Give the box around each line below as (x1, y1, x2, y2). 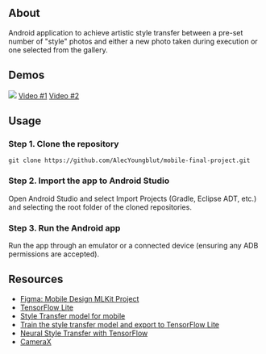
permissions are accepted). (8, 249, 99, 259)
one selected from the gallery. (8, 44, 108, 55)
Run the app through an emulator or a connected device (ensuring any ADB (8, 240, 259, 250)
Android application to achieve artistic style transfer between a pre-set (8, 27, 243, 37)
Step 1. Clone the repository (8, 138, 119, 149)
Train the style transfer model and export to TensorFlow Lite (19, 319, 220, 329)
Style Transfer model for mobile (19, 310, 126, 321)
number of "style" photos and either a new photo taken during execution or (8, 36, 258, 46)
